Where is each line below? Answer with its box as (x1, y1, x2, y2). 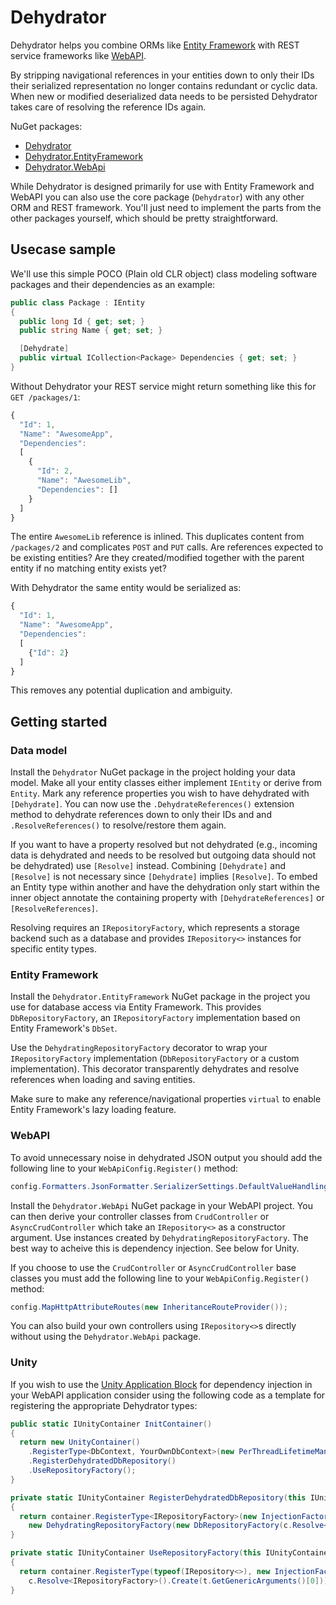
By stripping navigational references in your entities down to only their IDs (10, 69, 315, 81)
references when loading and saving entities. (10, 1074, 196, 1086)
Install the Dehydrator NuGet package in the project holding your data (10, 766, 296, 778)
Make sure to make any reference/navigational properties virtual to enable (10, 1093, 322, 1105)
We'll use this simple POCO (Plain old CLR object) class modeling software (10, 267, 318, 280)
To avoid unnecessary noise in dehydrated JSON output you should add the (10, 1151, 323, 1163)
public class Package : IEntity (10, 297, 145, 308)
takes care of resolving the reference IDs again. (10, 101, 207, 113)
